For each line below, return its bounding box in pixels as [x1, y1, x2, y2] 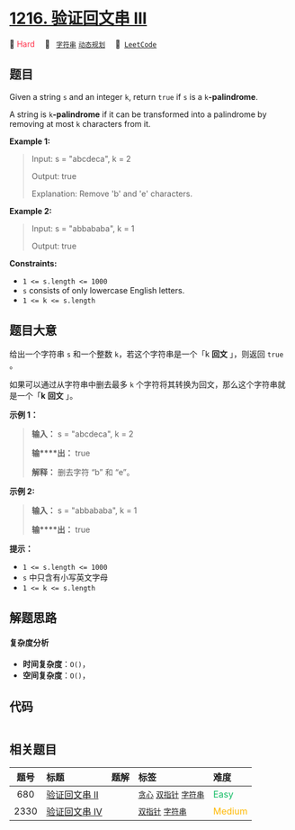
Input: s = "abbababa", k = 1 [31, 222, 135, 234]
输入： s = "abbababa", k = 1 [31, 505, 138, 516]
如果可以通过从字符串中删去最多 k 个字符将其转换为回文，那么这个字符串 [9, 379, 279, 390]
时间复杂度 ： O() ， [22, 659, 91, 670]
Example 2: [9, 205, 52, 216]
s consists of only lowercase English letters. [22, 284, 185, 295]
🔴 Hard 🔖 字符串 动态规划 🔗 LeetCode [9, 38, 157, 50]
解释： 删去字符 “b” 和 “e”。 [31, 466, 135, 477]
